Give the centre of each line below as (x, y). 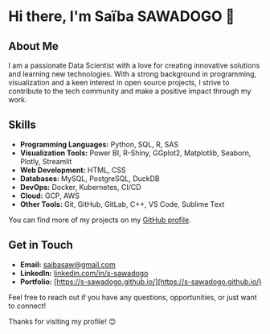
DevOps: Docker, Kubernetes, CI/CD (81, 187)
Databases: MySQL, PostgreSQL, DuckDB (90, 178)
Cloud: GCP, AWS (50, 196)
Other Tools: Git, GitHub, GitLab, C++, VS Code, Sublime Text (122, 204)
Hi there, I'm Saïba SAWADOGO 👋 (122, 16)
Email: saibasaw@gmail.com (68, 264)
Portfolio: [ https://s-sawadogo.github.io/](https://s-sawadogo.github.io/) (141, 282)
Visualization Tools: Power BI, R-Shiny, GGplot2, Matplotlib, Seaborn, (135, 153)
